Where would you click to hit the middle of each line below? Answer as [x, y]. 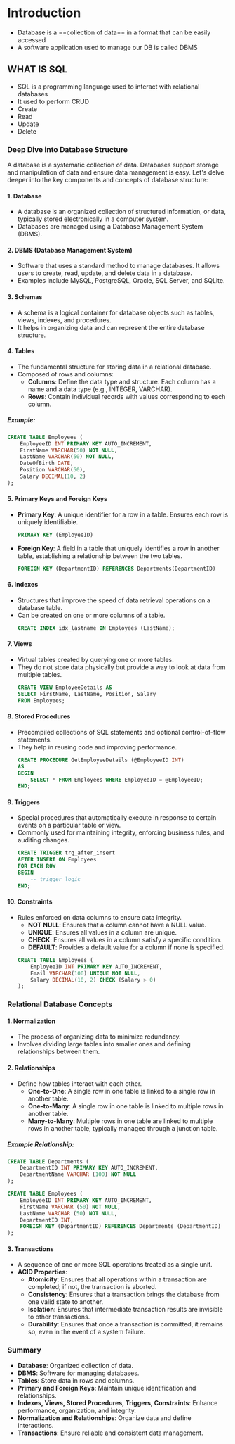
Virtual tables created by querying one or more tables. [95, 660]
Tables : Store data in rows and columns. [76, 1380]
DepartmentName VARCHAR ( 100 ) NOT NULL [78, 1174]
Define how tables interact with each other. [80, 1083]
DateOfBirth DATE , [47, 463]
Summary [25, 1350]
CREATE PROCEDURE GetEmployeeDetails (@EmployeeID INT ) [101, 760]
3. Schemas [25, 297]
